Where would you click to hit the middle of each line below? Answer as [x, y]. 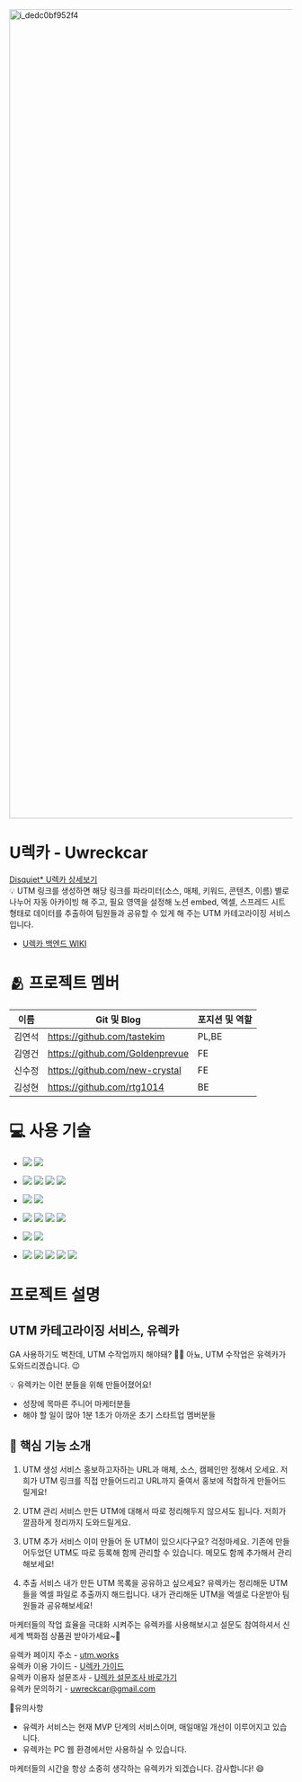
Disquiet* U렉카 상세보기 [53, 879]
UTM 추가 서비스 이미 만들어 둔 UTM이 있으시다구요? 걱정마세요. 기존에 [148, 1541]
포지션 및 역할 [225, 1020]
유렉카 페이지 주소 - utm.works [64, 1654]
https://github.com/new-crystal [115, 1070]
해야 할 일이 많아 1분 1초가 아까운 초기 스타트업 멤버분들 [119, 1414]
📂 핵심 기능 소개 [50, 1446]
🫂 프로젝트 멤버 [64, 983]
